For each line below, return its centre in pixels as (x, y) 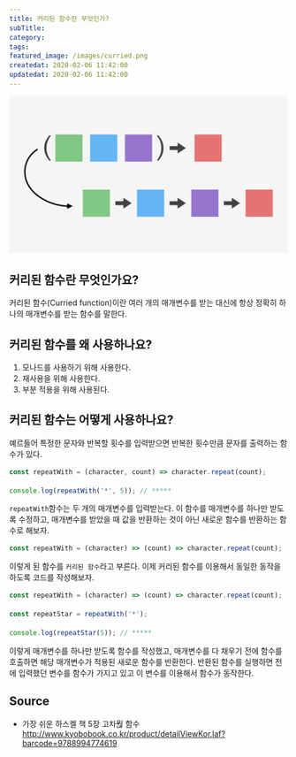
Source (30, 702)
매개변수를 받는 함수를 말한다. (76, 314)
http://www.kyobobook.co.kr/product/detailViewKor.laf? (124, 733)
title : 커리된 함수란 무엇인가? (59, 19)
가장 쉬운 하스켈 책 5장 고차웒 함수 (81, 723)
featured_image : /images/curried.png (79, 56)
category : (27, 37)
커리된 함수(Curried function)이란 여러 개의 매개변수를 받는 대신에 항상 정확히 (143, 303)
